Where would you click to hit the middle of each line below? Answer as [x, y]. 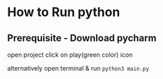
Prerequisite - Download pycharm [82, 38]
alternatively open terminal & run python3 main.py [78, 68]
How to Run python [64, 12]
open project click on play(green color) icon [70, 55]
